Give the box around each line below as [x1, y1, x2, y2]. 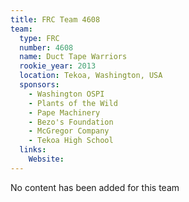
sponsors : [19, 80, 60, 90]
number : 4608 [19, 42, 74, 53]
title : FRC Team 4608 [10, 14, 101, 25]
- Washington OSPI [28, 89, 105, 99]
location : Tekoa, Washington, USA [19, 71, 163, 81]
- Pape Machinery [28, 107, 101, 118]
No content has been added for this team [10, 181, 180, 193]
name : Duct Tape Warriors [19, 52, 128, 62]
